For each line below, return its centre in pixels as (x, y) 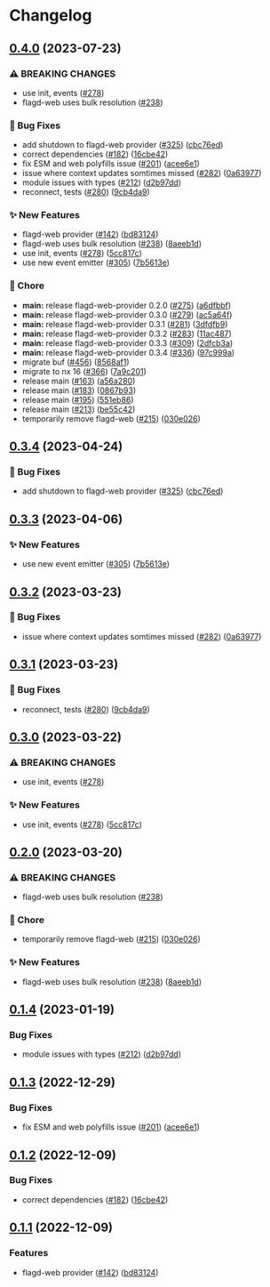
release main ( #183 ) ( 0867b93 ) (79, 390)
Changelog (51, 16)
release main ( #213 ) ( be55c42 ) (79, 409)
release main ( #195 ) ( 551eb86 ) (78, 399)
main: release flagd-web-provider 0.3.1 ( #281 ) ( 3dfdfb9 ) (125, 324)
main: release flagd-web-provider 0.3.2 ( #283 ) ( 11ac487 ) (127, 334)
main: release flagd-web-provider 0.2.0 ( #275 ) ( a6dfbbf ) (127, 305)
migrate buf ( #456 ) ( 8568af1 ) (76, 362)
